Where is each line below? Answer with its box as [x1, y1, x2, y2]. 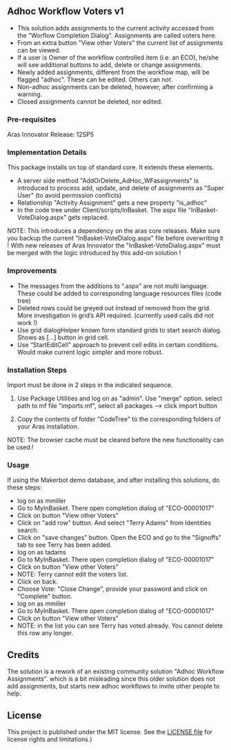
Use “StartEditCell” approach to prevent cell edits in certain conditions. [17, 340, 219, 348]
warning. [17, 90, 43, 98]
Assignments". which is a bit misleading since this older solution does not [7, 675, 216, 683]
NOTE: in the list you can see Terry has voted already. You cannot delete [17, 621, 223, 630]
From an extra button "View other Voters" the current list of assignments [17, 38, 223, 47]
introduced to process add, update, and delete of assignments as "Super [17, 184, 224, 192]
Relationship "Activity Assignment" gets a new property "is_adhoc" [17, 198, 208, 207]
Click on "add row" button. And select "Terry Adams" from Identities [17, 518, 212, 527]
